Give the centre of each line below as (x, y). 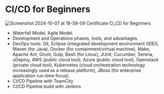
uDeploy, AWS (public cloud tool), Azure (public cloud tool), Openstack (85, 59)
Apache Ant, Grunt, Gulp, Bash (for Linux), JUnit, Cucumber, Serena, (83, 54)
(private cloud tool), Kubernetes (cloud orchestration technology (79, 65)
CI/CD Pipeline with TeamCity (43, 81)
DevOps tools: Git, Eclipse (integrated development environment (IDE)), (85, 43)
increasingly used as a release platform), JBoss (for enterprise (77, 70)
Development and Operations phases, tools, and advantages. (75, 38)
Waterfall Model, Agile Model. (43, 33)
